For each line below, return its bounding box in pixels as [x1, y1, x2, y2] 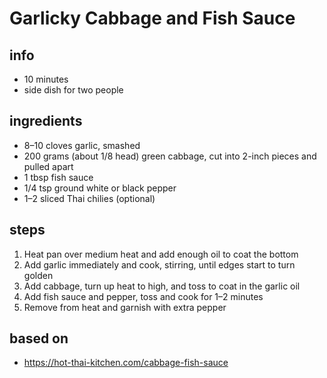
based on [9, 330, 69, 347]
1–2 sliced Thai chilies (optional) [23, 192, 156, 204]
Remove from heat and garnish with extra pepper [23, 301, 227, 313]
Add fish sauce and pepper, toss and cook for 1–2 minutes [23, 290, 264, 302]
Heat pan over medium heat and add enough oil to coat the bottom [23, 248, 299, 260]
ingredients [9, 113, 83, 130]
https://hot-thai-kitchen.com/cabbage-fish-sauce [23, 357, 229, 369]
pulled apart [23, 160, 74, 172]
